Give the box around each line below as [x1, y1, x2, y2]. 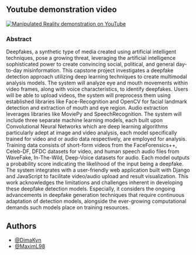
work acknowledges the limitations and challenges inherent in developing [6, 179, 183, 186]
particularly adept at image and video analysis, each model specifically [6, 129, 177, 137]
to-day [6, 67, 22, 74]
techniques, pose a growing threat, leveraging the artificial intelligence [6, 55, 176, 62]
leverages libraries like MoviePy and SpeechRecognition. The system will [6, 111, 182, 118]
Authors [6, 221, 37, 231]
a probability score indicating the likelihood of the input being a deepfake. [6, 161, 184, 168]
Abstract [6, 35, 32, 43]
